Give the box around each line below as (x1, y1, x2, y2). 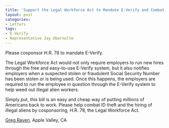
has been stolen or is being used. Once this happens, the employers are (5, 76, 156, 82)
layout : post (5, 12, 33, 17)
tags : (5, 26, 17, 31)
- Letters (5, 21, 26, 27)
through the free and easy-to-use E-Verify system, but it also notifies (5, 65, 150, 71)
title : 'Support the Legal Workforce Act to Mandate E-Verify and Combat (5, 7, 165, 13)
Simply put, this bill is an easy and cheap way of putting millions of (5, 96, 145, 102)
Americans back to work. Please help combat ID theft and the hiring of (5, 102, 152, 108)
